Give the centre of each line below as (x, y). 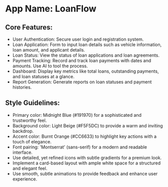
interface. (22, 152)
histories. (22, 87)
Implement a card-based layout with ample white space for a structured (87, 163)
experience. (25, 179)
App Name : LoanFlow (51, 9)
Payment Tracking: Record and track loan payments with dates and (82, 60)
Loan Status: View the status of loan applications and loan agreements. (86, 55)
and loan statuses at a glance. (43, 76)
